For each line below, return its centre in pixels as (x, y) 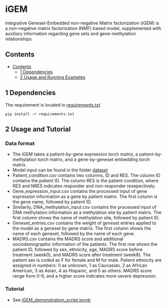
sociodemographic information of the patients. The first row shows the (85, 244)
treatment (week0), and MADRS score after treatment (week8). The (82, 255)
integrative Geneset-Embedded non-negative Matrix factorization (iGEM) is (82, 23)
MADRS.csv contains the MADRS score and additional (68, 239)
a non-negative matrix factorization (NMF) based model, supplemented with (83, 28)
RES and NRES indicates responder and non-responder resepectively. (84, 186)
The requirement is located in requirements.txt (53, 105)
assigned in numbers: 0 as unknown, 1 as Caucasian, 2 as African (80, 266)
